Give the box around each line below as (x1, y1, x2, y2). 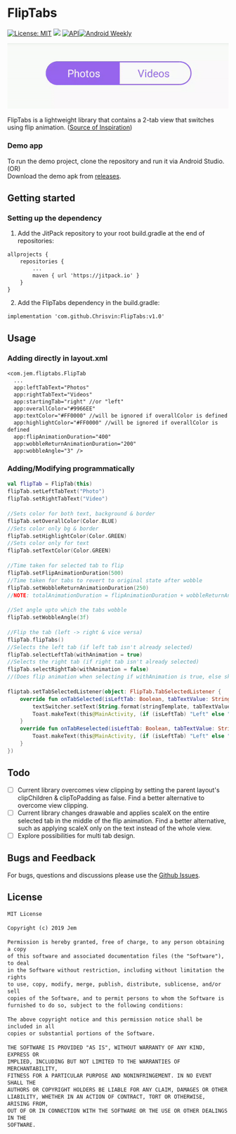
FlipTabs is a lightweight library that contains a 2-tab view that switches (7, 116, 214, 124)
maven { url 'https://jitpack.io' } (32, 272, 140, 279)
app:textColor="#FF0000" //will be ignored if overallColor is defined (13, 413, 228, 420)
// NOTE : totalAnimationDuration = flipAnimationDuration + (7, 592, 184, 599)
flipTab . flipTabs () (7, 636, 65, 643)
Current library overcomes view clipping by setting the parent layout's (17, 785, 220, 794)
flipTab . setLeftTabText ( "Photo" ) (7, 488, 105, 495)
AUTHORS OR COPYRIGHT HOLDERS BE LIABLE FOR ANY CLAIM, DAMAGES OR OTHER (7, 1086, 228, 1094)
